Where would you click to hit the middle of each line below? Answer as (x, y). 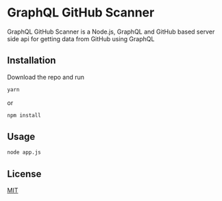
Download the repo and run (46, 77)
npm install (24, 115)
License (24, 174)
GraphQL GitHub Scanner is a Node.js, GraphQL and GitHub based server (111, 32)
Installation (32, 61)
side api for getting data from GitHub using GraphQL (81, 38)
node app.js (24, 152)
